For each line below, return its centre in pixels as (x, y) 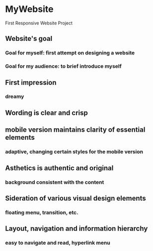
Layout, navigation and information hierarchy (76, 229)
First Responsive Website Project (39, 23)
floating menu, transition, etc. (42, 212)
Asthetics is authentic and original (59, 168)
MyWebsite (29, 9)
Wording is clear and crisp (46, 113)
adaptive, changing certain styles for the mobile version (74, 152)
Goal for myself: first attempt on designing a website (70, 53)
